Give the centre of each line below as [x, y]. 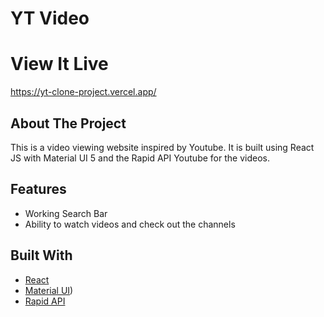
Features [38, 189]
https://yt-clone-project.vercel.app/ [83, 92]
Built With [41, 255]
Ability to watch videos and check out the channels [130, 224]
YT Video [50, 18]
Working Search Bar [66, 213]
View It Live [59, 64]
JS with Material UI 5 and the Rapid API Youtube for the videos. [140, 158]
